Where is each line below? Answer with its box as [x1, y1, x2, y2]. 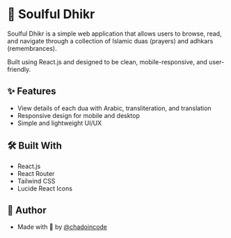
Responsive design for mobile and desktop [17, 111, 141, 119]
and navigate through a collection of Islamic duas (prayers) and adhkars [7, 36, 214, 45]
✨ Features [7, 85, 56, 97]
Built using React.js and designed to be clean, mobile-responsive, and [7, 57, 207, 66]
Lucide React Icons [17, 184, 73, 193]
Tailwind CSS [17, 177, 56, 185]
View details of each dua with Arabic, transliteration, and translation [17, 104, 212, 112]
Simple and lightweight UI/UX [17, 119, 102, 127]
